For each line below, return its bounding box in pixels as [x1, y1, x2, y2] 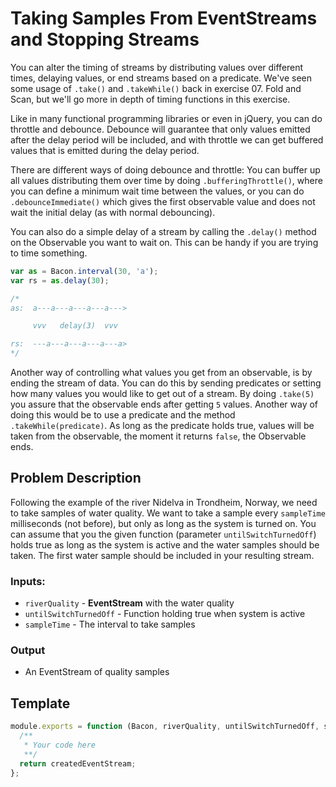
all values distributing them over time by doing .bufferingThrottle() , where [10, 174, 323, 186]
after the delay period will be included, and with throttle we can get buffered [10, 133, 324, 146]
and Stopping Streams [10, 28, 200, 51]
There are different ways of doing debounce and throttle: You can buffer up [10, 163, 321, 176]
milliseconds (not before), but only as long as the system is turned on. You [10, 517, 317, 529]
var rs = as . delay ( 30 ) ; [10, 275, 110, 286]
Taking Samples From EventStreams [10, 7, 318, 30]
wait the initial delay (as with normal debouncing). [10, 206, 216, 218]
